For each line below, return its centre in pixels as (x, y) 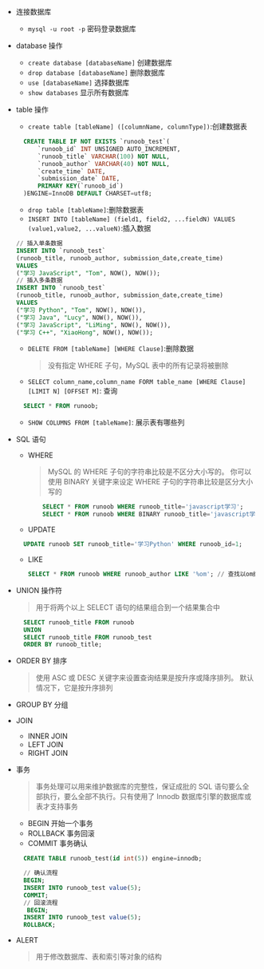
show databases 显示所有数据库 (78, 93)
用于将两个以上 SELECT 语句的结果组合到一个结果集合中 (128, 607)
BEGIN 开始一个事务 (60, 824)
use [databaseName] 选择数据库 (79, 83)
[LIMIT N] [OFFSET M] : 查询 (73, 391)
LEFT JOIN (45, 745)
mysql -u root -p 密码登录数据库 (82, 29)
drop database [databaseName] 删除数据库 (96, 73)
